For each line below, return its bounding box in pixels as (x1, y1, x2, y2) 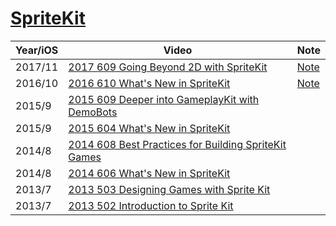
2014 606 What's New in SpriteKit (68, 166, 231, 180)
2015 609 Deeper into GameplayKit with (68, 92, 260, 106)
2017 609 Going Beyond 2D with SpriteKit (68, 60, 268, 74)
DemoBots (68, 105, 118, 119)
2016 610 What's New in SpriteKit (68, 76, 231, 90)
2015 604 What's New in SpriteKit (68, 121, 231, 135)
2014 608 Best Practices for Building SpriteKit (68, 137, 287, 151)
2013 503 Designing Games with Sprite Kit (68, 182, 271, 196)
